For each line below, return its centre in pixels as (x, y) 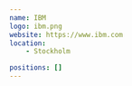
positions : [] (36, 68)
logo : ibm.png (36, 26)
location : (28, 43)
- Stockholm (48, 52)
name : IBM (28, 18)
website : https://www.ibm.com (66, 34)
